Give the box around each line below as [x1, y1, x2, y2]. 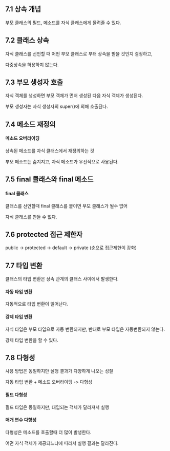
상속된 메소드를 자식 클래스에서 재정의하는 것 [5, 148, 95, 154]
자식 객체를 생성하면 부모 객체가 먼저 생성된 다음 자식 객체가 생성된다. [5, 92, 143, 99]
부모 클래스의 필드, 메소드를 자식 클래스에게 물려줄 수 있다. [5, 20, 121, 26]
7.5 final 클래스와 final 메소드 [5, 175, 94, 184]
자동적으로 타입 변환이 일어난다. [5, 301, 69, 307]
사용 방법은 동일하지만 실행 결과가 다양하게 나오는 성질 [5, 368, 114, 374]
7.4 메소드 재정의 [5, 120, 56, 128]
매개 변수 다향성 [5, 417, 37, 423]
